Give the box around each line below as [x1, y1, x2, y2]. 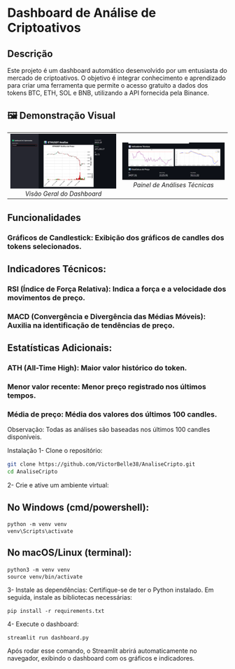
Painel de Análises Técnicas [132, 180, 215, 189]
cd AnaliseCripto [7, 468, 58, 475]
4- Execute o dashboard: [7, 619, 79, 628]
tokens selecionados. [7, 241, 82, 251]
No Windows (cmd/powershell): [7, 501, 150, 513]
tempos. [7, 391, 36, 400]
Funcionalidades [7, 212, 82, 224]
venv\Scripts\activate [7, 528, 73, 535]
